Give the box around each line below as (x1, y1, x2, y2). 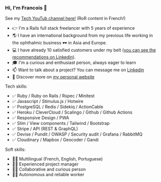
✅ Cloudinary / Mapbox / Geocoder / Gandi (12, 137, 99, 143)
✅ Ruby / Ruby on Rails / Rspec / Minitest (12, 93, 95, 99)
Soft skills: (5, 146, 26, 153)
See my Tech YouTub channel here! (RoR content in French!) (5, 16, 126, 21)
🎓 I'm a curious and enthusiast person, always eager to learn (12, 60, 136, 65)
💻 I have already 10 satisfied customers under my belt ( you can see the (12, 47, 156, 53)
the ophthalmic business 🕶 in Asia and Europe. (12, 40, 107, 46)
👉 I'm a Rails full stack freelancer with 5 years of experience (12, 25, 135, 31)
